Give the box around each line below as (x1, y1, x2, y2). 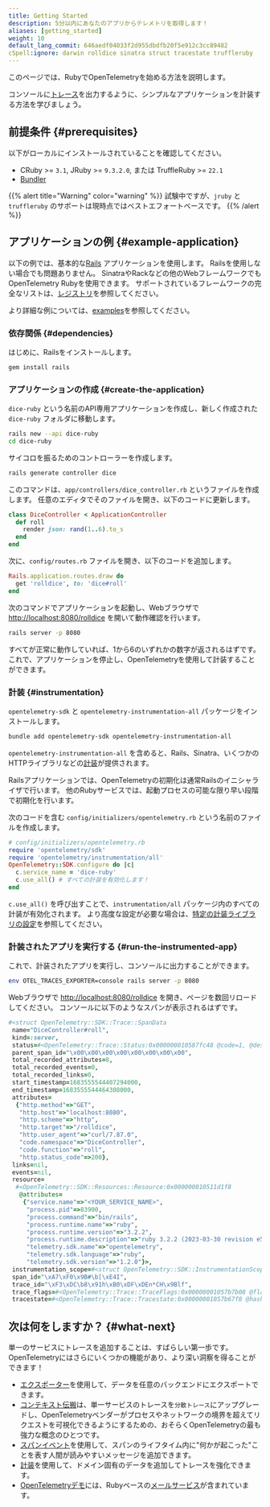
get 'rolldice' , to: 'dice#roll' (15, 579, 128, 587)
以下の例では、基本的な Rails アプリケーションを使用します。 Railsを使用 (8, 258, 247, 268)
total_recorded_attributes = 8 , (11, 1056, 113, 1064)
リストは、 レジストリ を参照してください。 (22, 288, 163, 298)
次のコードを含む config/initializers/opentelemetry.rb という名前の (8, 812, 241, 821)
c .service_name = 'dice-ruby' (15, 868, 117, 877)
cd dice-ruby (8, 437, 52, 445)
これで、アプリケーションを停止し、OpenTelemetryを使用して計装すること (8, 654, 256, 664)
